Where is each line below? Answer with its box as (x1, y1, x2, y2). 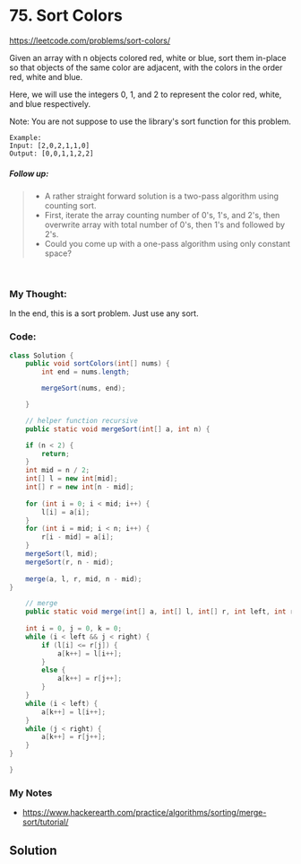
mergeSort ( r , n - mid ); (25, 558, 115, 567)
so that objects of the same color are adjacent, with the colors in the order (9, 62, 283, 73)
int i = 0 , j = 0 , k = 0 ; (25, 624, 123, 633)
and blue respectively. (9, 98, 91, 109)
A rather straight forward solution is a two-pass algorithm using (44, 190, 279, 201)
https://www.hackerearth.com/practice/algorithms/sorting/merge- (21, 807, 267, 818)
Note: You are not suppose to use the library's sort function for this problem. (9, 116, 291, 127)
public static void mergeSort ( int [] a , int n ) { (25, 424, 211, 434)
